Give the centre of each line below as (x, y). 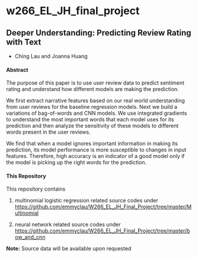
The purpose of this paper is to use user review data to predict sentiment (95, 83)
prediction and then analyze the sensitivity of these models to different (92, 126)
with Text (24, 42)
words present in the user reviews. (48, 132)
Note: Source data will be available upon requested (69, 249)
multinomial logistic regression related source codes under (87, 201)
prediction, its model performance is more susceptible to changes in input (96, 150)
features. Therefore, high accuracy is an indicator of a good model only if (95, 156)
